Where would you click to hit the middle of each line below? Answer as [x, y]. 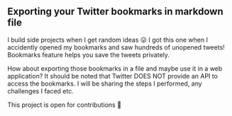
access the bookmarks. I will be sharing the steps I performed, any [105, 83]
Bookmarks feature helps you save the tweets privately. [89, 54]
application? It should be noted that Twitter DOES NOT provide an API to [113, 76]
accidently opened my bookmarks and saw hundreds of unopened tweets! [116, 47]
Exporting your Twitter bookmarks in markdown [115, 12]
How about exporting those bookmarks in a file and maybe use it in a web [115, 68]
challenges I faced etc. [41, 91]
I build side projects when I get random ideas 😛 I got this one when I [107, 40]
